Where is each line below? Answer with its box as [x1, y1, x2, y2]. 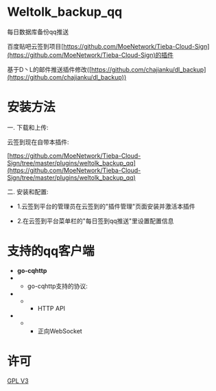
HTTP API [37, 304, 66, 312]
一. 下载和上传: [7, 123, 49, 131]
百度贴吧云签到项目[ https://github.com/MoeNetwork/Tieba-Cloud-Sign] [7, 42, 210, 50]
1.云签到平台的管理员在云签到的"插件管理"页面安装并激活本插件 [16, 202, 195, 210]
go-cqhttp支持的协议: [27, 282, 88, 290]
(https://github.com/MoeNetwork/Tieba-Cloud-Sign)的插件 [7, 51, 173, 59]
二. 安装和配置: [7, 187, 49, 195]
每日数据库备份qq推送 [7, 27, 69, 36]
